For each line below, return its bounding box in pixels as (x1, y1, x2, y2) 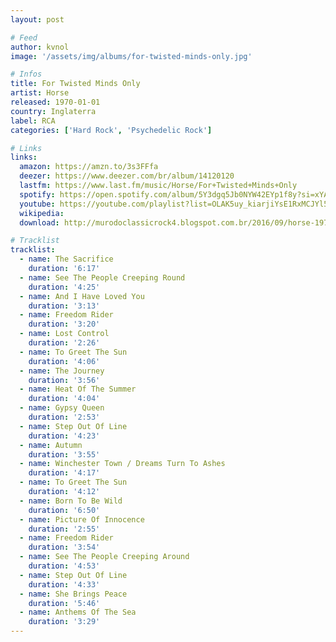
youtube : (19, 199, 56, 209)
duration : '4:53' (28, 561, 101, 571)
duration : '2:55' (28, 524, 101, 534)
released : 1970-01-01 (10, 97, 101, 107)
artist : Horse (10, 88, 70, 98)
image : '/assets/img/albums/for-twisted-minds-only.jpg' (10, 51, 253, 61)
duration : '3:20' (28, 319, 101, 330)
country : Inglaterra (10, 106, 97, 116)
